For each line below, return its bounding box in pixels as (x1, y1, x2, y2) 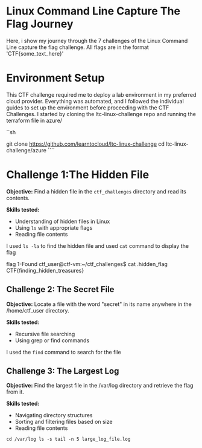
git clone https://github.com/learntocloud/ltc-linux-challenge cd (6, 140, 165, 148)
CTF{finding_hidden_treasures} (6, 267, 84, 274)
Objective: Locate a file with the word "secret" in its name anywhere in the (6, 300, 192, 308)
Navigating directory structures (14, 412, 93, 419)
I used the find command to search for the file (6, 348, 122, 355)
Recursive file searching (14, 330, 75, 337)
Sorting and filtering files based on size (14, 418, 113, 426)
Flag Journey (6, 17, 74, 31)
